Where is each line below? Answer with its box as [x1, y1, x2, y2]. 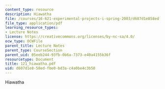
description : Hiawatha [5, 12, 52, 17]
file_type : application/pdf [5, 20, 63, 26]
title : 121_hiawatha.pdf [5, 61, 56, 66]
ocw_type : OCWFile [5, 39, 43, 44]
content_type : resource [5, 7, 54, 12]
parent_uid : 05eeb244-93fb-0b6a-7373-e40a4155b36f [5, 52, 111, 57]
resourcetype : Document [5, 57, 54, 62]
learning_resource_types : [5, 25, 58, 30]
